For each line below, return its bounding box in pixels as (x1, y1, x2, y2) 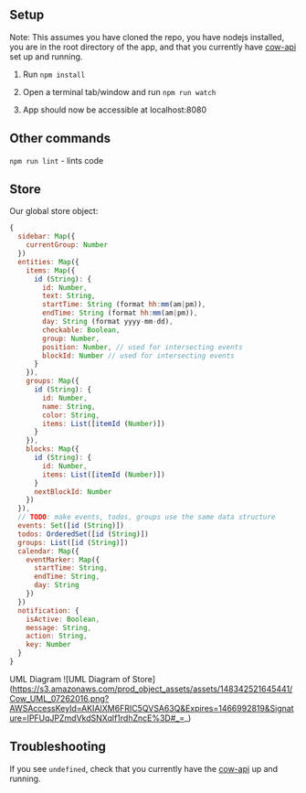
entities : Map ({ (17, 257, 79, 266)
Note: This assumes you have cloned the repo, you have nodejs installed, (9, 31, 285, 42)
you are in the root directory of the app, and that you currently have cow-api (9, 41, 297, 52)
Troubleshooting (9, 739, 107, 755)
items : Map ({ (26, 265, 76, 275)
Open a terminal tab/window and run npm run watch (22, 86, 216, 97)
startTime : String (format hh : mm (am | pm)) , (42, 300, 206, 309)
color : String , (42, 411, 100, 420)
